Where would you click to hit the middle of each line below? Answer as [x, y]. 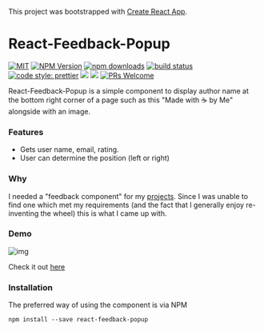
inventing [24, 213]
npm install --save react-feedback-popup [78, 320]
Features [26, 132]
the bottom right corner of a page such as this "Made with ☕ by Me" [121, 100]
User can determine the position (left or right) [95, 158]
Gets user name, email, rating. [69, 150]
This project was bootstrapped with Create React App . [98, 12]
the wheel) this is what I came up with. [104, 213]
